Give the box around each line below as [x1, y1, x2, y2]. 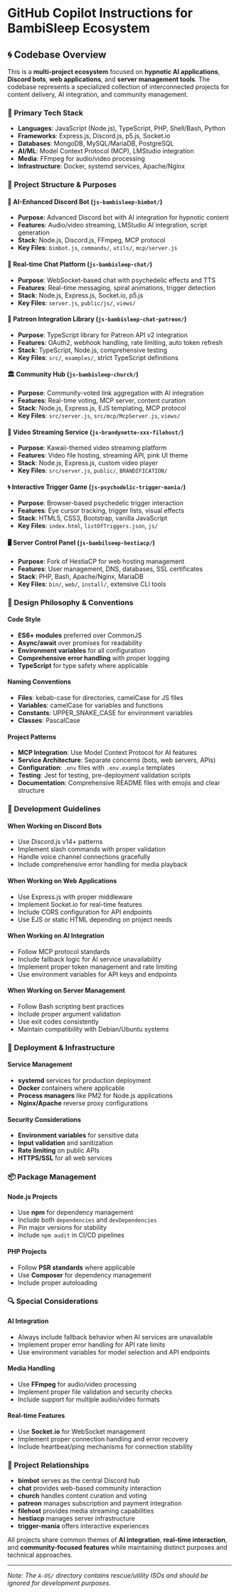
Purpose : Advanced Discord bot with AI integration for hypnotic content [17, 213, 229, 222]
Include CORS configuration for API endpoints [17, 907, 152, 916]
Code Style [7, 615, 41, 624]
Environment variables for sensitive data [17, 1131, 139, 1140]
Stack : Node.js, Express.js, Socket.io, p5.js [17, 291, 144, 299]
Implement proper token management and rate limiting [17, 962, 178, 971]
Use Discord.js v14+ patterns [17, 838, 103, 846]
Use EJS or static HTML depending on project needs [17, 915, 173, 924]
